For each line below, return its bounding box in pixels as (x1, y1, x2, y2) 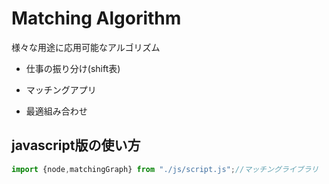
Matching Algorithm (11, 7, 182, 30)
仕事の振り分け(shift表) (25, 62, 121, 74)
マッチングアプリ (25, 83, 97, 96)
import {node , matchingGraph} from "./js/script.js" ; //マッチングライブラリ (11, 164, 319, 174)
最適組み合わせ (25, 105, 88, 117)
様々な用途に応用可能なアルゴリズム (11, 41, 161, 53)
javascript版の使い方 (11, 137, 141, 154)
